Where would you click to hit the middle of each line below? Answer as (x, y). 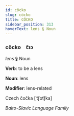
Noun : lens (17, 78)
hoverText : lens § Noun (31, 29)
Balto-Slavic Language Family (37, 108)
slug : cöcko (18, 15)
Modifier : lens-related (29, 88)
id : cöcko (16, 10)
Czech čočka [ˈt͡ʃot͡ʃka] (29, 98)
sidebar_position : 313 (29, 24)
